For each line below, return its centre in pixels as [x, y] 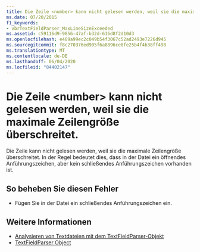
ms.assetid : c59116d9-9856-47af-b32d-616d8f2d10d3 [70, 34]
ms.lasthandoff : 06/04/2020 [41, 61]
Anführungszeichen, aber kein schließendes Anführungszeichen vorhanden [99, 164]
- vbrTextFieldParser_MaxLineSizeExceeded [60, 28]
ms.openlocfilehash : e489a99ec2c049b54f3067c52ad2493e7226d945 [86, 39]
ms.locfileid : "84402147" [38, 67]
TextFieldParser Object [43, 242]
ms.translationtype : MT [36, 51]
